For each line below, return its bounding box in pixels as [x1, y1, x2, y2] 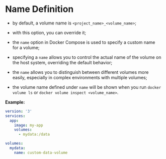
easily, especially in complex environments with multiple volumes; [12, 74, 148, 80]
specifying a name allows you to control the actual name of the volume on [12, 54, 162, 60]
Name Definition [5, 3, 74, 15]
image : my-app [14, 123, 43, 128]
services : [5, 113, 26, 118]
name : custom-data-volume [14, 150, 68, 155]
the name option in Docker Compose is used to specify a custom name [12, 39, 156, 45]
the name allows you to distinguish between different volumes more [12, 69, 149, 75]
